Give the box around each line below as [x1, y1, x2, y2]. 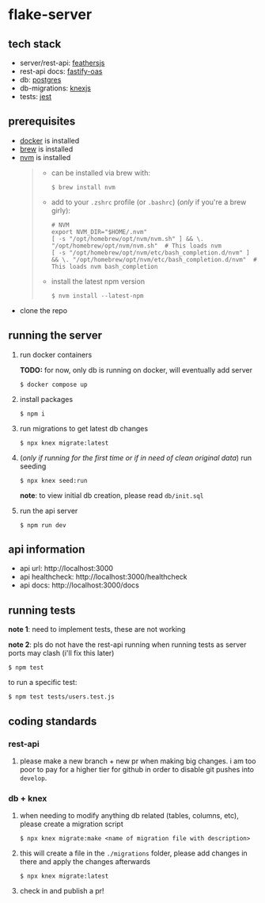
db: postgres [19, 75, 62, 84]
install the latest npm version [51, 276, 145, 286]
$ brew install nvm [51, 183, 116, 191]
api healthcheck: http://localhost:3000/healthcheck [19, 572, 187, 582]
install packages [19, 394, 74, 404]
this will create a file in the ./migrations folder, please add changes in [19, 848, 248, 858]
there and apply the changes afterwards [19, 857, 151, 867]
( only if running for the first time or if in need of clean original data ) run [19, 453, 252, 462]
